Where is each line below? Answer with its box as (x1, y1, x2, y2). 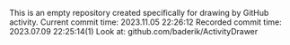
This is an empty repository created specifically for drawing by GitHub (9, 8, 269, 18)
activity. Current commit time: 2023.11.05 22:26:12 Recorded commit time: (9, 17, 282, 27)
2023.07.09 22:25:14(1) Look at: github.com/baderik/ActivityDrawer (9, 26, 259, 36)
